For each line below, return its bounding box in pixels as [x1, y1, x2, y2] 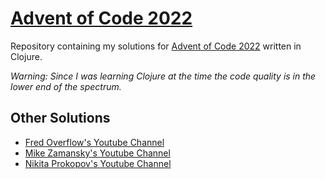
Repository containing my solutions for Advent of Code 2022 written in [10, 40, 302, 52]
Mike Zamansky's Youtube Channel [24, 147, 171, 159]
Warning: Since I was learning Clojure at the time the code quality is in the [10, 70, 317, 82]
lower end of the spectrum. [10, 80, 122, 92]
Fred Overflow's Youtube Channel [24, 136, 165, 148]
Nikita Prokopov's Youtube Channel [24, 157, 172, 169]
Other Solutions [10, 110, 111, 127]
